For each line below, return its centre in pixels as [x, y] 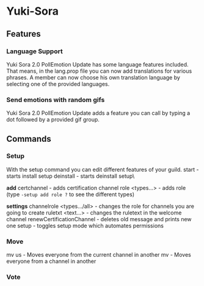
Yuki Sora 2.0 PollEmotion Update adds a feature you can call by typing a [98, 113]
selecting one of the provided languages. [58, 84]
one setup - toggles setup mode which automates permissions [85, 226]
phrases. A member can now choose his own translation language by [93, 77]
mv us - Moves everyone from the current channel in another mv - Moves [99, 255]
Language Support [35, 51]
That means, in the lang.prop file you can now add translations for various [99, 71]
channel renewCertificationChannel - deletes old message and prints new [99, 219]
